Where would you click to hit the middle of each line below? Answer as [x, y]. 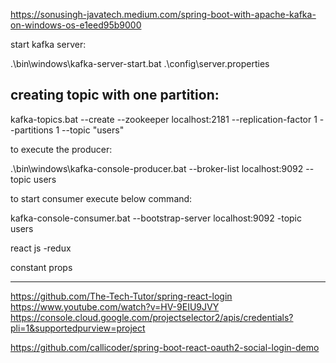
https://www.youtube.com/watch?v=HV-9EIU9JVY [115, 306]
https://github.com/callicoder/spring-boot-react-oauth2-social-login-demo [165, 347]
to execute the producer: [61, 149]
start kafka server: [48, 44]
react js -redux [41, 248]
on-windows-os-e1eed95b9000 [76, 25]
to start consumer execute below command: [101, 198]
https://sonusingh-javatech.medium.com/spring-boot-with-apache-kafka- [163, 14]
